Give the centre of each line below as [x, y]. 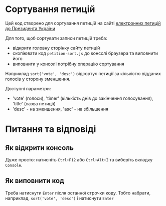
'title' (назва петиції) [34, 103]
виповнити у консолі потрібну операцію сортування [68, 64]
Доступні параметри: [28, 88]
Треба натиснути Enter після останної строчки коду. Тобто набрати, [78, 193]
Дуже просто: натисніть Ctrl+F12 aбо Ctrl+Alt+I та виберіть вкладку [79, 159]
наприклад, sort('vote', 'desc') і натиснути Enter [59, 198]
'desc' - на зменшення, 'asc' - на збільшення [60, 109]
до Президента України [30, 28]
